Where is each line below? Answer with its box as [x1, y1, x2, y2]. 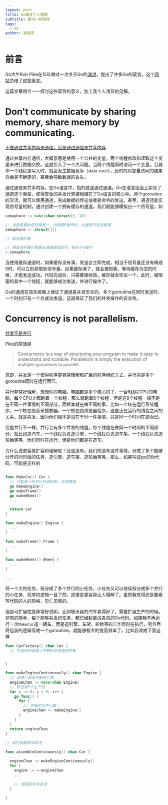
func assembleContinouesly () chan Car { [5, 749, 91, 754]
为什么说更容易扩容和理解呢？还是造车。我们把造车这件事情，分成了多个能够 [5, 448, 163, 454]
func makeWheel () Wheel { [5, 557, 59, 563]
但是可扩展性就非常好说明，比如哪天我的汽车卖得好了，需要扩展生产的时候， [5, 608, 163, 614]
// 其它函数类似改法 [5, 740, 42, 745]
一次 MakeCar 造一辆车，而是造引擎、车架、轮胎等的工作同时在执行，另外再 [9, 621, 161, 627]
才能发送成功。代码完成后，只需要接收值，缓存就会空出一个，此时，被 [13, 272, 158, 278]
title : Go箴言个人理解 [5, 12, 48, 17]
